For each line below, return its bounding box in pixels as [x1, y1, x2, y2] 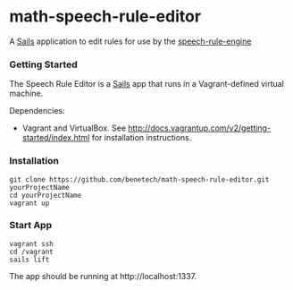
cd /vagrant [9, 247, 54, 256]
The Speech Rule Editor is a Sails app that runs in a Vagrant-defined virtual [9, 79, 284, 90]
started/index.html [21, 132, 90, 143]
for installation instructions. [91, 132, 192, 143]
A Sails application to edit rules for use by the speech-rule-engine [9, 36, 252, 47]
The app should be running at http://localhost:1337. [9, 270, 197, 281]
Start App [9, 219, 52, 232]
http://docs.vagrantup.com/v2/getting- [128, 123, 271, 133]
